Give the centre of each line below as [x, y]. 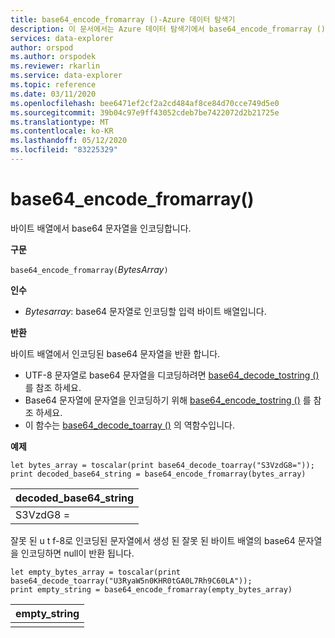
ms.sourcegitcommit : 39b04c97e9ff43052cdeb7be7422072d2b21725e [145, 112]
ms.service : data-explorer [66, 76]
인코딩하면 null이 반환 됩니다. [77, 553]
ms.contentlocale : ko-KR [62, 131]
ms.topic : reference [53, 85]
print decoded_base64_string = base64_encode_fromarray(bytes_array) [158, 474]
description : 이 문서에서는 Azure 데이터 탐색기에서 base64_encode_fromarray [161, 29]
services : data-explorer [62, 38]
